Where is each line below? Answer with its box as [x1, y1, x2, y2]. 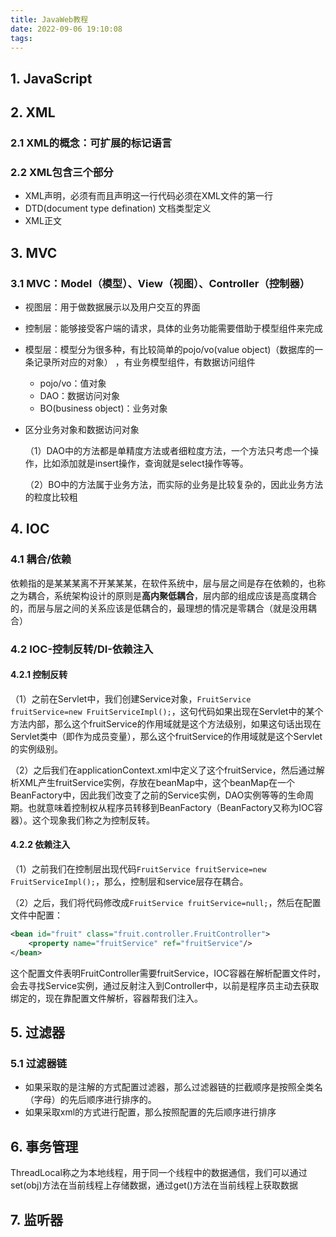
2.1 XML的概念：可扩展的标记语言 [10, 136, 173, 150]
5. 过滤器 [10, 1024, 65, 1041]
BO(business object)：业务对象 [39, 402, 168, 415]
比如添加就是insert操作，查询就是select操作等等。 [42, 457, 249, 470]
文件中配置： [10, 909, 63, 921]
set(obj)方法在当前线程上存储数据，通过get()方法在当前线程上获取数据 [10, 1179, 299, 1191]
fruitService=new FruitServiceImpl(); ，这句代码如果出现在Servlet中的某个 [10, 705, 324, 717]
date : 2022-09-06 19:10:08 [10, 24, 123, 34]
